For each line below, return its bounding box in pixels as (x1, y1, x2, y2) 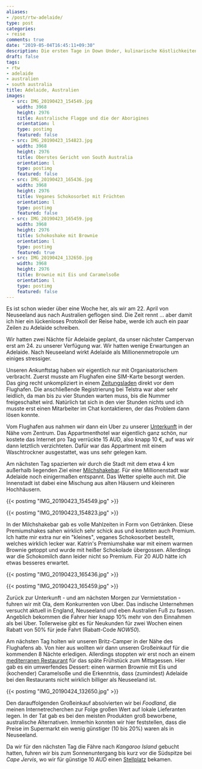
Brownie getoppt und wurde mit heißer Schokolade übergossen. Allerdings (6, 546, 191, 554)
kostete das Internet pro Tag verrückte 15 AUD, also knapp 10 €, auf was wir (6, 436, 194, 443)
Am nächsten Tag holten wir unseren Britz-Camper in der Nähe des (6, 638, 173, 645)
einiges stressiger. (6, 355, 52, 362)
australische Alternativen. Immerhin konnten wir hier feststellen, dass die (6, 718, 186, 726)
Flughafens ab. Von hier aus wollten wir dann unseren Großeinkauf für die (6, 644, 189, 652)
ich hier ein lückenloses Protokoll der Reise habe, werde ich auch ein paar (6, 318, 189, 325)
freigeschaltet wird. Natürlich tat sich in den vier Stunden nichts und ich (6, 398, 184, 406)
